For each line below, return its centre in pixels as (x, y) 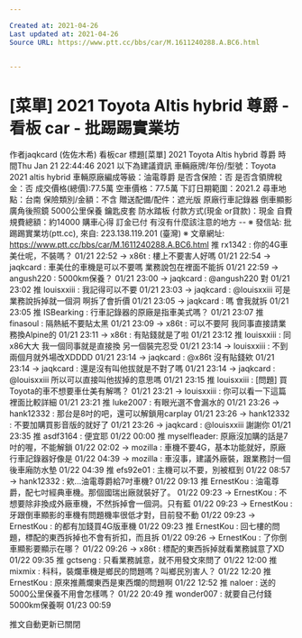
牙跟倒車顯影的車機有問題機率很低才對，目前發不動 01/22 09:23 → (133, 515)
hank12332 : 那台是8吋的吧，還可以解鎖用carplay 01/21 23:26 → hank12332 (150, 414)
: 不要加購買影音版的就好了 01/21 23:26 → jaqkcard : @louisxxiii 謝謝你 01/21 (150, 425)
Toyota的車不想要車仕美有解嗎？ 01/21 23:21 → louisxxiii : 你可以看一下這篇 (148, 391)
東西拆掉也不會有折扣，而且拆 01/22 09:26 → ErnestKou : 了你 (164, 538)
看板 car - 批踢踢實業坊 (95, 128)
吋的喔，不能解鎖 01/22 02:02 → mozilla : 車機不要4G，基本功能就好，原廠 (148, 448)
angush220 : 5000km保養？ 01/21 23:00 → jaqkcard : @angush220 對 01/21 (150, 278)
